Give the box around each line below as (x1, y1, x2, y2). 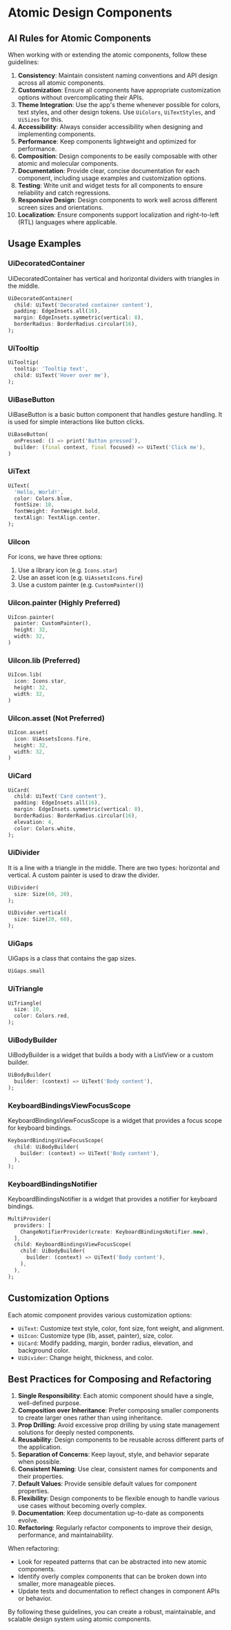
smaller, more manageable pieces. (17, 1580, 116, 1588)
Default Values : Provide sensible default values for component (17, 1480, 197, 1488)
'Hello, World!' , (14, 489, 64, 495)
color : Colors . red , (14, 1012, 70, 1019)
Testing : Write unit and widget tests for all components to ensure (17, 181, 203, 189)
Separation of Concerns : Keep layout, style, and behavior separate (17, 1451, 210, 1459)
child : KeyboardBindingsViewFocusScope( (14, 1241, 132, 1248)
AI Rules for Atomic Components (8, 32, 151, 44)
